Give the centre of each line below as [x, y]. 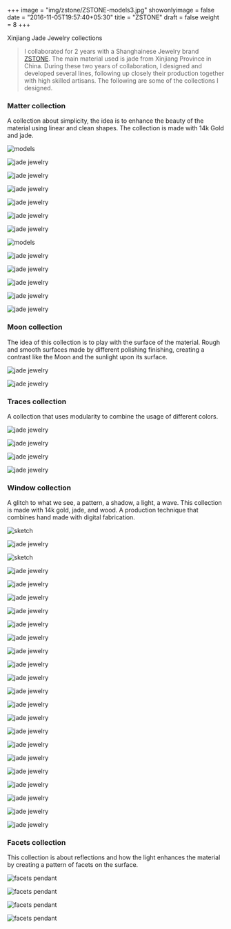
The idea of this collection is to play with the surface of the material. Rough [114, 342]
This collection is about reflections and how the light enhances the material [114, 857]
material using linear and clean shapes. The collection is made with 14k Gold [115, 128]
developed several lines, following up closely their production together [124, 73]
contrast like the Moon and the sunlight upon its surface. [87, 357]
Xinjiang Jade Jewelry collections [55, 38]
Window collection [39, 488]
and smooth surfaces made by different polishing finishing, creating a [106, 349]
